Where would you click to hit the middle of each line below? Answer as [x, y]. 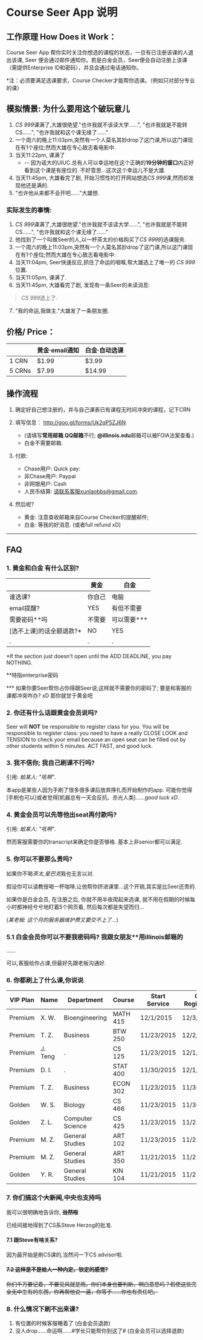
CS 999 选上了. [39, 298]
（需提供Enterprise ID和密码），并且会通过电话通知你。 [74, 68]
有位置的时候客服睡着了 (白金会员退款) [63, 1323]
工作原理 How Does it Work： [61, 37]
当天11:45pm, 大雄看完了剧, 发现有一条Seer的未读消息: [82, 285]
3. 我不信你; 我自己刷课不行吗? [50, 762]
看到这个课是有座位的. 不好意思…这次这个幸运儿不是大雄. [95, 170]
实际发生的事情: [29, 210]
